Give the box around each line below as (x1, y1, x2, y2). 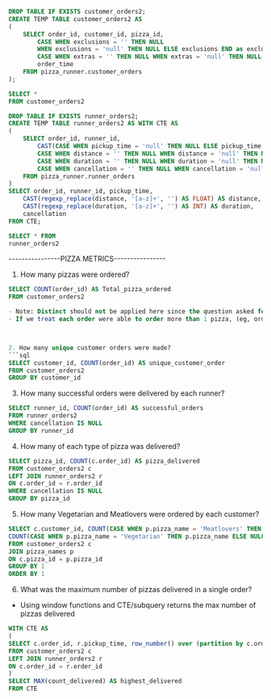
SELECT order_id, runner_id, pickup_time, (8, 187, 153, 196)
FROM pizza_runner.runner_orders (23, 172, 135, 180)
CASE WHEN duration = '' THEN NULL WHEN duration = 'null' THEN (37, 157, 258, 165)
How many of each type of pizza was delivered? (19, 441, 181, 451)
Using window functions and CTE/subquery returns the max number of (19, 600, 256, 610)
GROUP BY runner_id (8, 426, 74, 434)
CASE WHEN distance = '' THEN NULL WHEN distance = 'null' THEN (37, 150, 258, 158)
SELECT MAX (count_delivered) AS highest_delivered (8, 677, 182, 685)
